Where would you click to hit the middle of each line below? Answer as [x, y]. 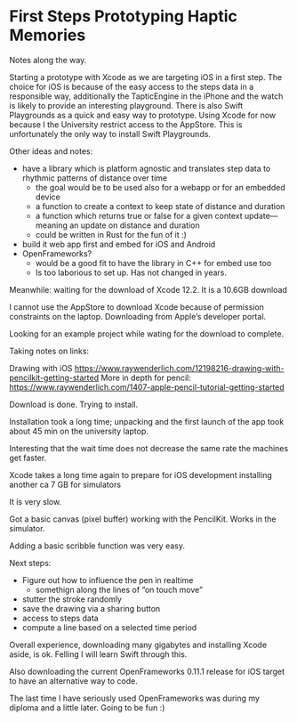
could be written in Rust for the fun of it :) [111, 234]
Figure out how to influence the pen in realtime [108, 580]
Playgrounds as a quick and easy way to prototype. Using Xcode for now [143, 115]
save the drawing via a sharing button [91, 608]
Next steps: [30, 563]
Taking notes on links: [49, 351]
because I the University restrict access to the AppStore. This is [126, 124]
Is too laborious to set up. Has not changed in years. [131, 272]
